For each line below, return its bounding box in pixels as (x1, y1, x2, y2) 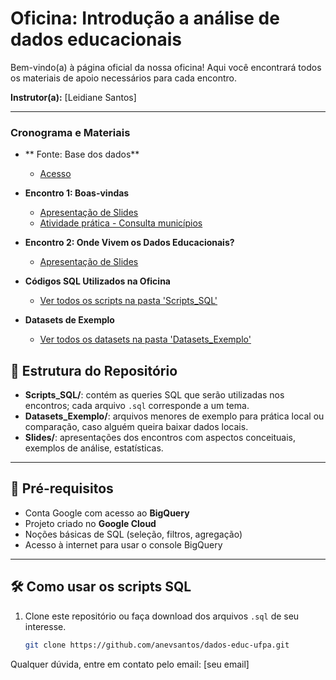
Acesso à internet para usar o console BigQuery (24, 538, 223, 551)
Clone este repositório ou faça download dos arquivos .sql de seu (24, 610, 300, 622)
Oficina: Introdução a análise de (10, 7, 280, 30)
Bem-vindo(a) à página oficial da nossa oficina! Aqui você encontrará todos (10, 61, 322, 73)
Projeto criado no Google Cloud (24, 517, 157, 529)
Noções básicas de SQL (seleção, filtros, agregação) (24, 528, 243, 540)
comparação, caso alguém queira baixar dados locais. (24, 421, 249, 433)
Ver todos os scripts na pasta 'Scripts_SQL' (39, 295, 218, 307)
